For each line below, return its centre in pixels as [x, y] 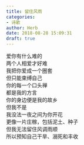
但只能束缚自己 [24, 78]
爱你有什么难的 [24, 56]
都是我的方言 [21, 92]
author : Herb [22, 28]
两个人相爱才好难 [27, 63]
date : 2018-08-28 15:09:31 [39, 33]
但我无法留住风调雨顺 [32, 129]
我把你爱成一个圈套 [29, 70]
